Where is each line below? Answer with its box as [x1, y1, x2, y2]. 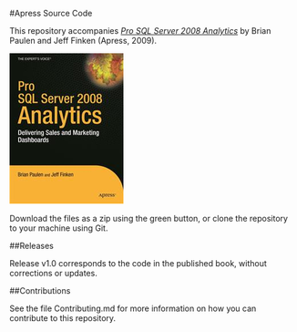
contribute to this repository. [9, 313, 117, 323]
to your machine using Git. [9, 223, 108, 233]
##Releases [9, 241, 55, 251]
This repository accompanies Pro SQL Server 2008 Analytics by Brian [9, 26, 271, 36]
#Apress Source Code [9, 8, 93, 18]
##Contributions [9, 285, 71, 296]
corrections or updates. [9, 268, 97, 278]
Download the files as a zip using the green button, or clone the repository [9, 213, 289, 223]
